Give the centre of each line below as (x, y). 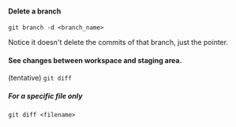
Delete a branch (35, 11)
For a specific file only (45, 96)
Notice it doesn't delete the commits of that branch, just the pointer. (118, 43)
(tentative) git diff (40, 78)
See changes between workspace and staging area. (95, 60)
